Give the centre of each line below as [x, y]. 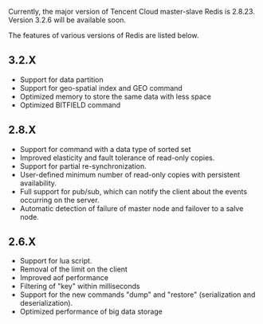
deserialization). [46, 303]
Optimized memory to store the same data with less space [115, 96]
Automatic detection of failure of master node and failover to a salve [131, 208]
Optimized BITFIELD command [70, 105]
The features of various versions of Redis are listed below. [104, 35]
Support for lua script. [56, 261]
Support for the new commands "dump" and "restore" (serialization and [137, 295]
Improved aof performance [64, 278]
